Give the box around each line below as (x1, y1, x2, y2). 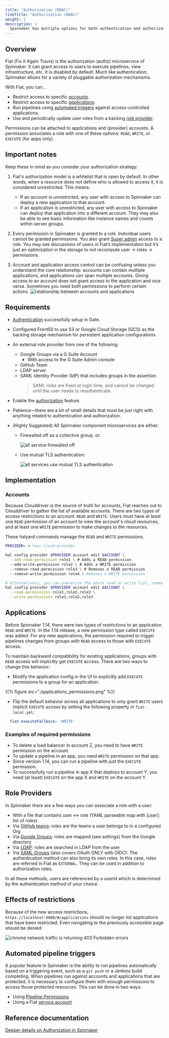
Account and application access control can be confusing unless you (12, 262, 156, 268)
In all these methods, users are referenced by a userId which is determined (5, 875, 161, 881)
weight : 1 (5, 17, 26, 22)
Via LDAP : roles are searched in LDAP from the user (12, 844, 120, 850)
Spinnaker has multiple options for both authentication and (10, 26, 141, 31)
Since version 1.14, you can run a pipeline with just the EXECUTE (12, 758, 141, 764)
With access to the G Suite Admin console (27, 356, 115, 362)
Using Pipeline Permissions (12, 994, 69, 1000)
